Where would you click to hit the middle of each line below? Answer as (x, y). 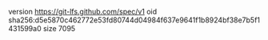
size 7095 (59, 28)
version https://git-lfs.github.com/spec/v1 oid (83, 12)
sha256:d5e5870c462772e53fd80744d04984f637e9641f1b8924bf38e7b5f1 (134, 20)
